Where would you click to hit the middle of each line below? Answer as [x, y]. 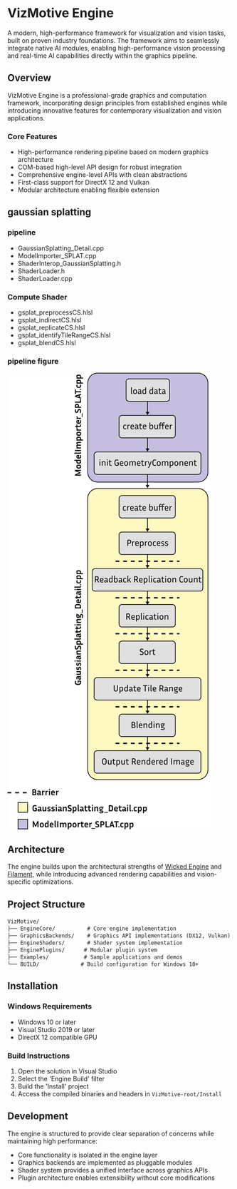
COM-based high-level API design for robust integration [100, 167]
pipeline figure [33, 361]
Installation [33, 986]
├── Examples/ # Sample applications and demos [95, 957]
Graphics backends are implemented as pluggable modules [105, 1162]
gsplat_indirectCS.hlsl [49, 320]
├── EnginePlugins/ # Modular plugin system [83, 950]
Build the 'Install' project [53, 1086]
